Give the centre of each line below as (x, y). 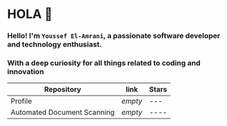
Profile (22, 101)
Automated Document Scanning (63, 112)
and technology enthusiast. (55, 44)
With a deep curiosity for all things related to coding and (104, 63)
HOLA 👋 (30, 14)
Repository (63, 89)
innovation (26, 72)
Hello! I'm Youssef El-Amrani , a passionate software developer (114, 36)
